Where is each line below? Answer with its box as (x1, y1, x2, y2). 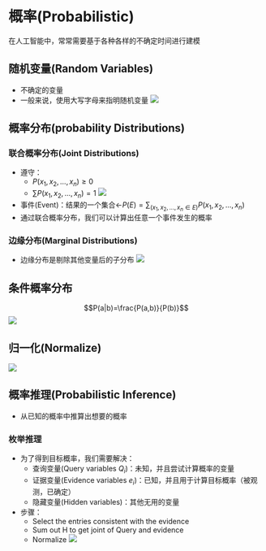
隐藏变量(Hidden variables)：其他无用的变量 (32, 497, 180, 506)
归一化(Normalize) (8, 341, 102, 354)
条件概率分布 (8, 281, 73, 295)
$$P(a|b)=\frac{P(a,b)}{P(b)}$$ (84, 303, 189, 313)
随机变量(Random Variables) (8, 62, 154, 76)
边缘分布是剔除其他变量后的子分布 (19, 255, 135, 265)
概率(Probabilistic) (8, 7, 135, 26)
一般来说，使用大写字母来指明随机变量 (19, 95, 148, 105)
